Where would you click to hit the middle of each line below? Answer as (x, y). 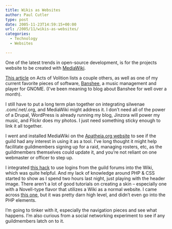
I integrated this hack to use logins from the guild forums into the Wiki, (79, 168)
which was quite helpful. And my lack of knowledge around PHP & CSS (80, 173)
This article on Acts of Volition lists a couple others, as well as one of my (82, 78)
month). (14, 94)
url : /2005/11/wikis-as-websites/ (42, 29)
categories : (18, 34)
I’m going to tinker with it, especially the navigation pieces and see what (81, 210)
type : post (17, 19)
